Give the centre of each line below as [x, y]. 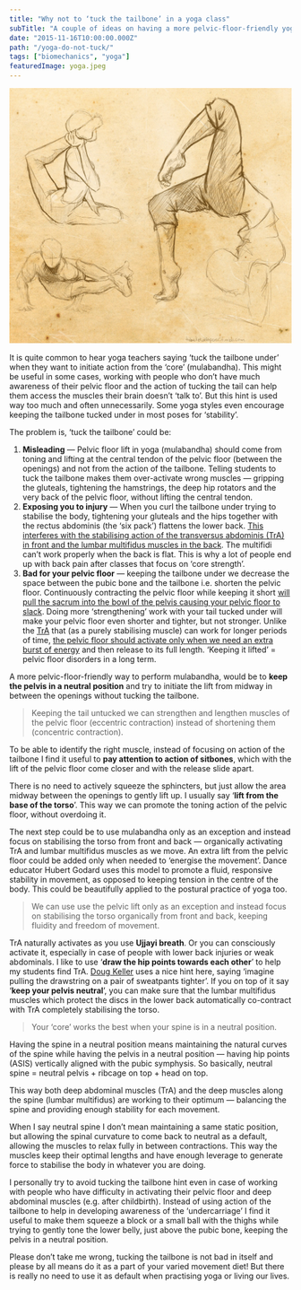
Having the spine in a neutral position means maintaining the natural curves [148, 1044]
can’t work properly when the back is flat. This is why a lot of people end [157, 554]
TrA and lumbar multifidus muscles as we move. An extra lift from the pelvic [149, 851]
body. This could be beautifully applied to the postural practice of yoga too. [148, 889]
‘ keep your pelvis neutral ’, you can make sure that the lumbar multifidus [142, 990]
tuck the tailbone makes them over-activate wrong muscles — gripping [153, 478]
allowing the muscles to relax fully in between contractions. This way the [143, 1146]
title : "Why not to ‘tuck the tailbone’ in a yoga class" [120, 19]
